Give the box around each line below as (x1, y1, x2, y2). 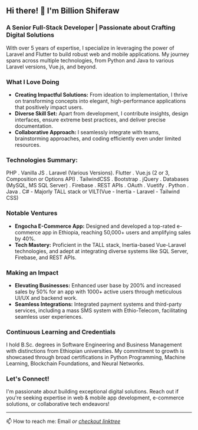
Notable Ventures (6, 209, 58, 217)
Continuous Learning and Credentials (6, 328, 116, 336)
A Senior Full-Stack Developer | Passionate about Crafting (6, 24, 176, 32)
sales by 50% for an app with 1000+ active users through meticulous (14, 288, 182, 295)
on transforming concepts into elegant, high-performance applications (14, 97, 186, 104)
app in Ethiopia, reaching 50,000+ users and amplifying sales (42, 229, 192, 236)
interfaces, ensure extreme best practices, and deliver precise (14, 116, 166, 123)
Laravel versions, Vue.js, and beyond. (6, 63, 97, 70)
